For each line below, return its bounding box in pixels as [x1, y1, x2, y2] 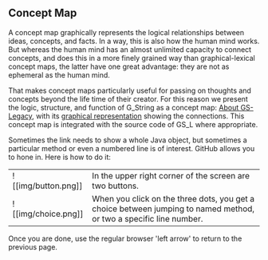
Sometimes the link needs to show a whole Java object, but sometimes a [8, 135, 247, 145]
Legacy [8, 111, 33, 121]
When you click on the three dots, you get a [91, 193, 255, 204]
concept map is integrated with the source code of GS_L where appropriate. [8, 119, 258, 129]
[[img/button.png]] [12, 180, 83, 191]
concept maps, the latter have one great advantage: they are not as [8, 62, 230, 71]
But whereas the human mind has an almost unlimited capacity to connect [8, 44, 252, 54]
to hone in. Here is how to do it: [8, 152, 112, 162]
